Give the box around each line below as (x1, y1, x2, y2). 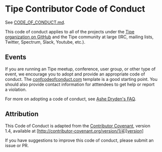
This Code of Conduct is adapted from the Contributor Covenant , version (5, 122, 151, 129)
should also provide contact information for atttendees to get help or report (5, 81, 155, 87)
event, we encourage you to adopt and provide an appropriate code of (5, 71, 145, 77)
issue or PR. (5, 142, 29, 148)
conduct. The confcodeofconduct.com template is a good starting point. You (5, 76, 158, 82)
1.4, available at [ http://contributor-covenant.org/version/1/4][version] (5, 128, 144, 134)
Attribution (5, 110, 39, 118)
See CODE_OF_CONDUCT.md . (5, 19, 65, 25)
